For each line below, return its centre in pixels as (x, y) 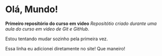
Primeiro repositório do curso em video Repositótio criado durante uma (81, 23)
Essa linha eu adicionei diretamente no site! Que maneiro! (65, 48)
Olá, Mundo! (32, 9)
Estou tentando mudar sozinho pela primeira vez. (57, 39)
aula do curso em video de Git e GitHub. (47, 29)
